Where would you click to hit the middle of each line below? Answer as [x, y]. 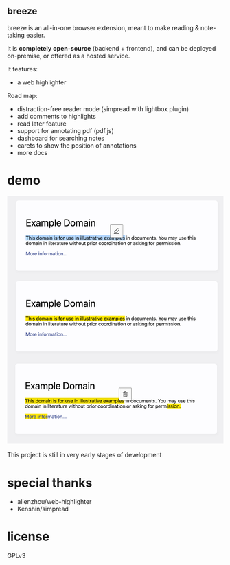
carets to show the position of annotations [77, 145]
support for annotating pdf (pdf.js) [66, 130]
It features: [22, 69]
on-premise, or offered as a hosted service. [69, 56]
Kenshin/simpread [43, 509]
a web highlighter [42, 82]
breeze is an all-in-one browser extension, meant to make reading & [103, 27]
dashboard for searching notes [61, 138]
